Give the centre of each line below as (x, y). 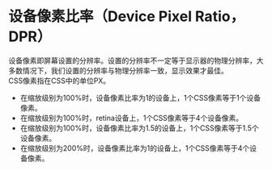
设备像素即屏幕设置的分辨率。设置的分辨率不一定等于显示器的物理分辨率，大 (136, 60)
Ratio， (220, 17)
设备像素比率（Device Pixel (100, 17)
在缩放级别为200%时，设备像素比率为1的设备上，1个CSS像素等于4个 (135, 148)
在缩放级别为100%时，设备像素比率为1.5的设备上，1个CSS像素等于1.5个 (139, 128)
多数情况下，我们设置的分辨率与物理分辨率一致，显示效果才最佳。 (118, 70)
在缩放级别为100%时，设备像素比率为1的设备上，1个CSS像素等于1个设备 (140, 97)
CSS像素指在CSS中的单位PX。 (59, 81)
